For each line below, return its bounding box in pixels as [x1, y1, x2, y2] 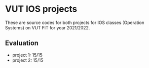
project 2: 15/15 [12, 57, 43, 63]
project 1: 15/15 [12, 52, 43, 58]
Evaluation [5, 39, 38, 47]
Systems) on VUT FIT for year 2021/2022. [5, 24, 90, 30]
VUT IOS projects [5, 3, 77, 15]
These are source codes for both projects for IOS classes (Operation [5, 20, 145, 25]
